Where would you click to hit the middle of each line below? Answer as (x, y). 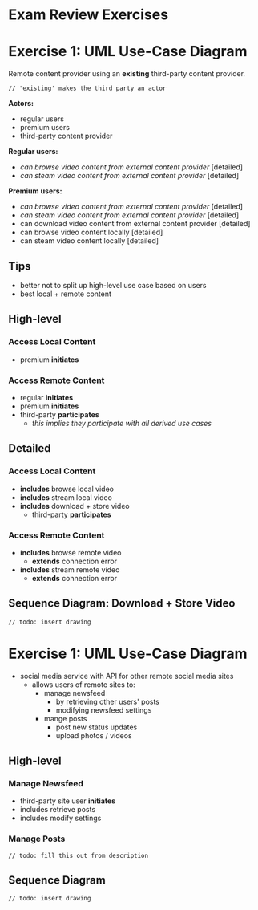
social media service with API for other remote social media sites (127, 676)
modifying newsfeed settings (104, 710)
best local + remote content (66, 294)
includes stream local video (66, 497)
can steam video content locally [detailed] (89, 241)
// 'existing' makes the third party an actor (87, 89)
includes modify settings (60, 818)
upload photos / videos (94, 735)
